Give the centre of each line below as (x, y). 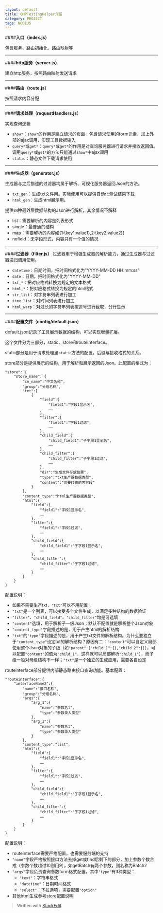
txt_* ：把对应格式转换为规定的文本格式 (51, 282)
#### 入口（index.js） (27, 37)
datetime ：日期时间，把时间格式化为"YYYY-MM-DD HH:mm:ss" (76, 270)
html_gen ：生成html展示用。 (40, 200)
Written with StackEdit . (40, 906)
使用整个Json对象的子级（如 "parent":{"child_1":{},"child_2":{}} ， (81, 648)
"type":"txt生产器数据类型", (66, 477)
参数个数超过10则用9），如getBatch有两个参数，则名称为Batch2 (84, 866)
